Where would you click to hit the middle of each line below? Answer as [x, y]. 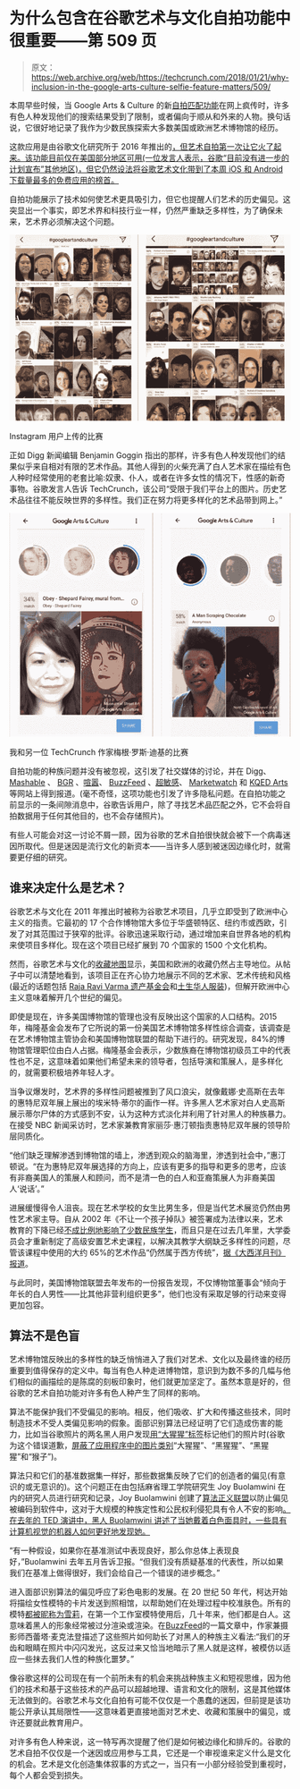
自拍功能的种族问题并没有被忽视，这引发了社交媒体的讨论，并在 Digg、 [140, 771]
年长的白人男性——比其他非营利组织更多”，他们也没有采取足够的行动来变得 [148, 1293]
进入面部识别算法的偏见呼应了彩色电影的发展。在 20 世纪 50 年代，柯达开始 [149, 1591]
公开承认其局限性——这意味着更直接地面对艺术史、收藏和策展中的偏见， [150, 1711]
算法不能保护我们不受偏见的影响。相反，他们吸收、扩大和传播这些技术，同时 [150, 1412]
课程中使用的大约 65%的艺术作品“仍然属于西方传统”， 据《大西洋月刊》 [155, 1252]
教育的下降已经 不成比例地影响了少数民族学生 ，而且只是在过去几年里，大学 [146, 1230]
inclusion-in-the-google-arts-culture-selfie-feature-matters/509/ [150, 87]
